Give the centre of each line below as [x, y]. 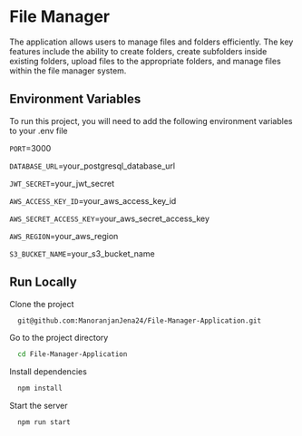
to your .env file [39, 131]
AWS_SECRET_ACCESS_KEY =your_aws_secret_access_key [110, 218]
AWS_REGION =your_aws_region [64, 236]
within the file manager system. [68, 71]
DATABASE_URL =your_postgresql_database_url [92, 166]
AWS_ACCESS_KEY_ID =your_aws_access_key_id [93, 200]
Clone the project [42, 304]
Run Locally [43, 282]
